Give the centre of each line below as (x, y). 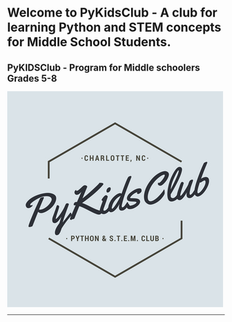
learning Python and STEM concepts (114, 27)
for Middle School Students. (89, 42)
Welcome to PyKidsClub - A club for (112, 13)
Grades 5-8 (32, 78)
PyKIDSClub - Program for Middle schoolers (104, 67)
